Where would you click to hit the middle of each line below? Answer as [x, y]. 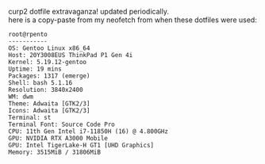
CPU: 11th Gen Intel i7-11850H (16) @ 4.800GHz [88, 132]
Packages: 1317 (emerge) [49, 76]
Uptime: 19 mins [35, 69]
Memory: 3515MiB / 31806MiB [55, 152]
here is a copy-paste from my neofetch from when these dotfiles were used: [133, 20]
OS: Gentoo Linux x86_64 [49, 48]
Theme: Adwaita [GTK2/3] [49, 104]
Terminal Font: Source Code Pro [61, 124]
